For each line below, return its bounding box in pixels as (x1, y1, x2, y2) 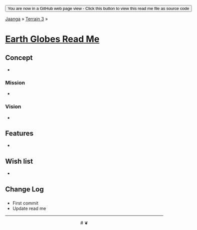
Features (5, 129, 34, 138)
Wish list (5, 157, 34, 165)
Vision (5, 103, 22, 110)
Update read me (12, 205, 46, 211)
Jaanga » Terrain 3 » (5, 16, 48, 22)
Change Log (5, 185, 44, 193)
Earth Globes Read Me (5, 34, 100, 45)
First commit (12, 200, 39, 206)
